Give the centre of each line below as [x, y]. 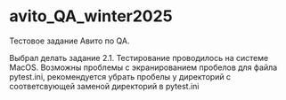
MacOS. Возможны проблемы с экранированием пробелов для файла [143, 67]
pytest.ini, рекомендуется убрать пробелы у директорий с [120, 76]
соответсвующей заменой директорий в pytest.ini [104, 86]
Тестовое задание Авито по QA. [69, 41]
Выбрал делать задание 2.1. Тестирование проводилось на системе [139, 58]
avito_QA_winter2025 [91, 16]
